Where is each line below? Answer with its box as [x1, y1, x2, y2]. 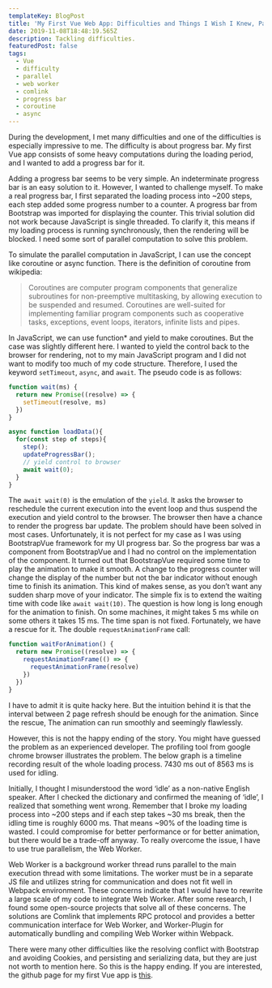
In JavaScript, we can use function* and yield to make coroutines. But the [8, 333, 253, 342]
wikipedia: [8, 267, 43, 277]
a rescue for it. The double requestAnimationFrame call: [8, 625, 190, 634]
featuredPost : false [8, 42, 79, 50]
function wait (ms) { [8, 383, 79, 391]
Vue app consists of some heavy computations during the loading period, [8, 149, 253, 159]
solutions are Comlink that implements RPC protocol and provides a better [8, 911, 255, 921]
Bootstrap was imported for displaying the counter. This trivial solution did [8, 208, 255, 217]
